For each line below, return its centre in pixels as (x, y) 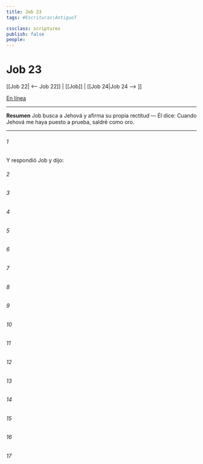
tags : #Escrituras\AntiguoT (42, 18)
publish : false (25, 34)
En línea (16, 98)
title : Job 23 (24, 12)
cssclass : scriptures (34, 28)
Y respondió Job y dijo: (35, 161)
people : (16, 40)
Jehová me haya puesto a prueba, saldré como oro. (70, 122)
